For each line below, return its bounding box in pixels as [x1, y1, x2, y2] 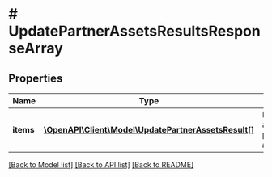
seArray [8, 40, 63, 57]
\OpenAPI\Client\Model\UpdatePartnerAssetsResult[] [43, 124, 255, 135]
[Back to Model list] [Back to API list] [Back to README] [8, 160, 194, 170]
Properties [8, 71, 63, 85]
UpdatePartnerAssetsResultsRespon [8, 22, 261, 40]
